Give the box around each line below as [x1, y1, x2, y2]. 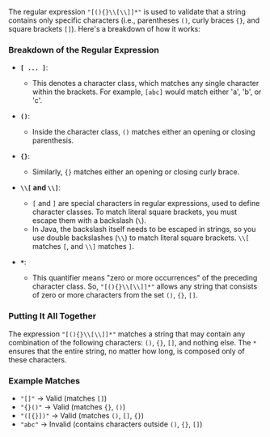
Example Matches [8, 375, 81, 386]
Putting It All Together [8, 311, 97, 322]
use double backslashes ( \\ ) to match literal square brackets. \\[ [32, 233, 250, 242]
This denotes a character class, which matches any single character [32, 79, 259, 88]
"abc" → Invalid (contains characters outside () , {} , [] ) [19, 419, 203, 429]
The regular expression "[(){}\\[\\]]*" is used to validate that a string [8, 7, 247, 16]
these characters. [8, 354, 67, 364]
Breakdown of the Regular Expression [8, 44, 159, 55]
